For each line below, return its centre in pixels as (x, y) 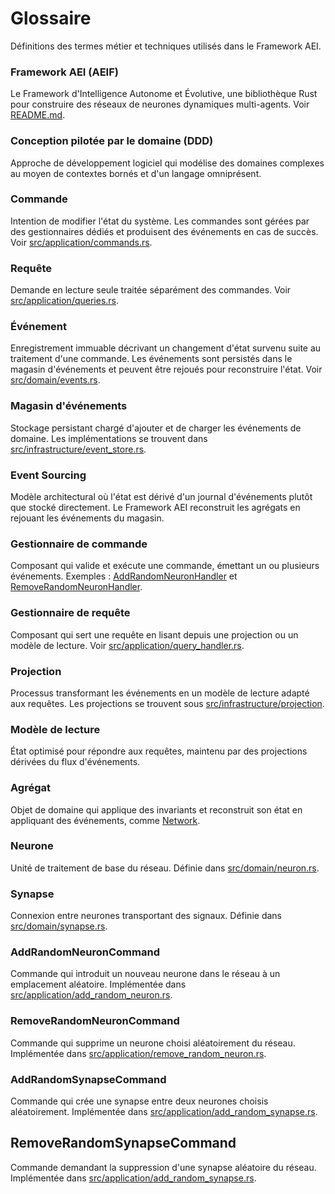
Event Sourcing (48, 475)
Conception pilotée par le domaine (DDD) (112, 141)
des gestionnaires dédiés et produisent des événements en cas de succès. (164, 231)
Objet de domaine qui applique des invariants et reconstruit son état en (156, 809)
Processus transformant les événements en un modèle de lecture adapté (160, 693)
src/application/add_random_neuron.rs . (91, 995)
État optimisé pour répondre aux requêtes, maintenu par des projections (159, 751)
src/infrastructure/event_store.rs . (78, 449)
